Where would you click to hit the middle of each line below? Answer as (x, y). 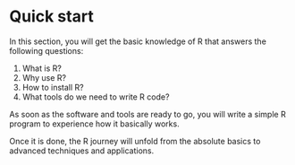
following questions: (46, 50)
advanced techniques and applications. (82, 151)
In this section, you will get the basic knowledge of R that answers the (138, 41)
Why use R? (44, 77)
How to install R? (53, 87)
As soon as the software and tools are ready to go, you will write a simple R (147, 114)
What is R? (42, 68)
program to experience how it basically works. (95, 124)
